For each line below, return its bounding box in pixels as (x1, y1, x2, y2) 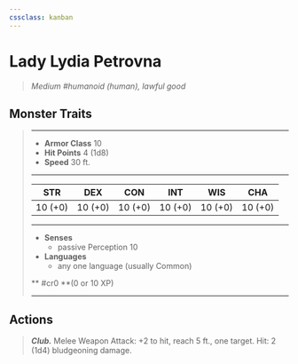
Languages (43, 251, 87, 262)
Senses (43, 233, 73, 243)
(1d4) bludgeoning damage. (30, 345, 133, 356)
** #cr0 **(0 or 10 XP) (30, 278, 114, 289)
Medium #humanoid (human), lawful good (30, 81, 186, 91)
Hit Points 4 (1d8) (43, 147, 109, 158)
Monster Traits (9, 106, 93, 121)
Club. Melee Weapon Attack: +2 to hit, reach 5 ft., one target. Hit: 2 (30, 336, 277, 346)
